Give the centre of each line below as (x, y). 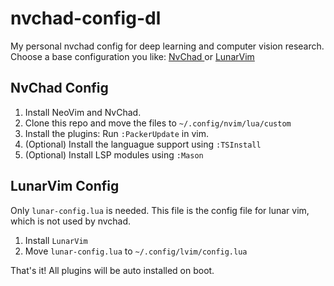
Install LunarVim (56, 240)
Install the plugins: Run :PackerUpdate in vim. (116, 133)
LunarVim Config (65, 186)
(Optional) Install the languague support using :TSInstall (143, 144)
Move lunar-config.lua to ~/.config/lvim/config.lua (136, 251)
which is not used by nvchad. (71, 221)
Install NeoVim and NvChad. (83, 112)
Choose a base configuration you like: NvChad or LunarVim (132, 56)
